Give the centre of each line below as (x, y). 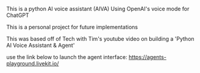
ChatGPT (18, 15)
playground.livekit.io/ (33, 64)
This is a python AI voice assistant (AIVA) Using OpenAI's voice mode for (98, 9)
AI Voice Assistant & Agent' (41, 45)
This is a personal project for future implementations (72, 27)
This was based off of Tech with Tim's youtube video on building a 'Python (100, 39)
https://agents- (147, 57)
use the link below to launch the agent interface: (67, 57)
